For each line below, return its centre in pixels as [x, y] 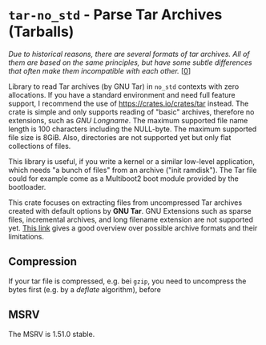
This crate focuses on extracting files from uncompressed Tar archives [125, 203]
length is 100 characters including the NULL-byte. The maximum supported [133, 129]
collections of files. [40, 146]
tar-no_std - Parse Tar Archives [115, 15]
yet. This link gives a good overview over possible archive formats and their [133, 228]
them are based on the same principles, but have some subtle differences [130, 62]
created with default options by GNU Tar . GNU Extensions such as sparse [130, 211]
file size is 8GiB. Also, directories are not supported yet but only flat [120, 137]
